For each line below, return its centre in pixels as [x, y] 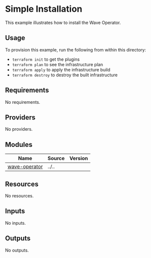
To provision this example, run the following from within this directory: [75, 49]
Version [79, 159]
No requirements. [23, 102]
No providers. [19, 129]
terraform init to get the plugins [46, 59]
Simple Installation [44, 9]
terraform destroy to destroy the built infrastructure [65, 75]
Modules [19, 145]
